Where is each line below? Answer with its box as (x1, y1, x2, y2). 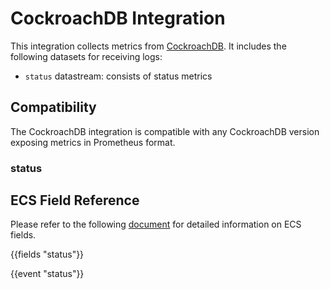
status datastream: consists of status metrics (24, 70, 213, 82)
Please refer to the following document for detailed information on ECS (10, 218, 302, 231)
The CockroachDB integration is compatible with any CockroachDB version (10, 125, 320, 137)
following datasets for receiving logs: (10, 50, 163, 62)
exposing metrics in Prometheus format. (10, 136, 176, 148)
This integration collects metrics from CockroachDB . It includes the (10, 40, 287, 52)
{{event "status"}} (10, 268, 85, 280)
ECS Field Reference (10, 192, 140, 209)
